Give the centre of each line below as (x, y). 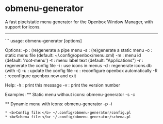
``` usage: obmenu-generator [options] (43, 41)
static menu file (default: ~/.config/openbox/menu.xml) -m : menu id (73, 55)
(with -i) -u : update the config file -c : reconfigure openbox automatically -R (81, 70)
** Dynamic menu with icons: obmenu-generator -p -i (59, 104)
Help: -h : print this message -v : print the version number (63, 85)
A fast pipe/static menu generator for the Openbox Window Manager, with (79, 22)
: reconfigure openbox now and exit (41, 76)
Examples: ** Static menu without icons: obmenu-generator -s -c (70, 94)
